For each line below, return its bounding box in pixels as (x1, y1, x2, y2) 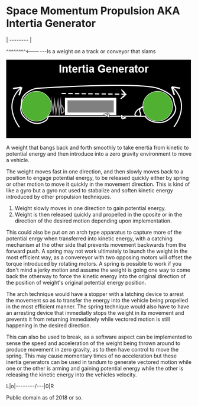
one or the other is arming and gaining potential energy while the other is (6, 365, 184, 372)
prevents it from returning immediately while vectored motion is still (6, 315, 170, 323)
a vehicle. (6, 156, 30, 163)
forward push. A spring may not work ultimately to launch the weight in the (6, 247, 188, 254)
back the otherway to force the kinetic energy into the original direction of (6, 272, 186, 279)
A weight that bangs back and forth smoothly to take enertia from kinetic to (6, 144, 189, 151)
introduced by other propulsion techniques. (6, 193, 112, 200)
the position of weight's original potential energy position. (6, 279, 147, 286)
